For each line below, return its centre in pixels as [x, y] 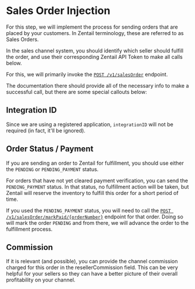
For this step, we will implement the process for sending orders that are [92, 27]
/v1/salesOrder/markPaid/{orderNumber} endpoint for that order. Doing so [95, 217]
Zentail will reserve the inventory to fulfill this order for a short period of [92, 193]
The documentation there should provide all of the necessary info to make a [97, 85]
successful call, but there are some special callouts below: [77, 92]
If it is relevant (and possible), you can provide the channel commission [92, 262]
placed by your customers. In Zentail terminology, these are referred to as [95, 33]
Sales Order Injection [58, 11]
